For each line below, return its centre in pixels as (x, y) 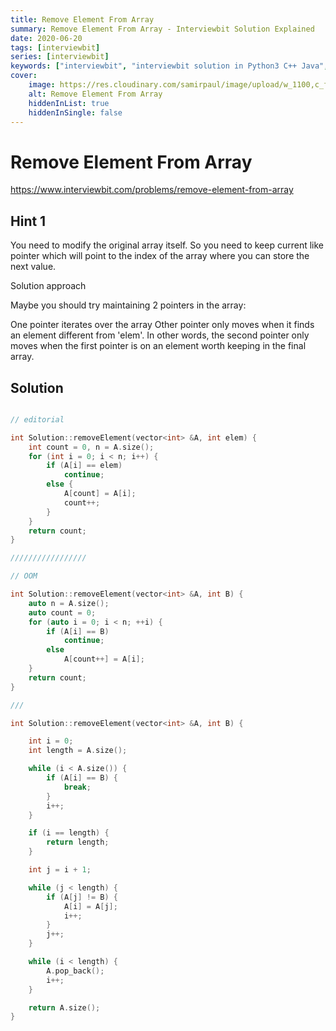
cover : (24, 76)
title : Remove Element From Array (82, 19)
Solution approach (48, 286)
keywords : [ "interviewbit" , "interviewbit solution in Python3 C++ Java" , (169, 66)
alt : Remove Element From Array (95, 94)
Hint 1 (28, 221)
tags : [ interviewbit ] (55, 47)
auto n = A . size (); (69, 603)
